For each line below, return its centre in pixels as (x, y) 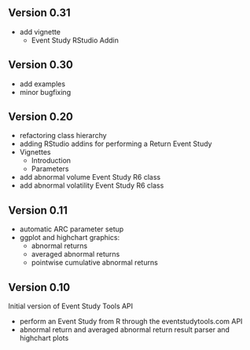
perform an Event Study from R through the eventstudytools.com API (131, 322)
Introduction (51, 161)
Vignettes (35, 152)
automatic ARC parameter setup (72, 229)
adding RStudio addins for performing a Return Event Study (116, 144)
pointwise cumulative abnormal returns (95, 263)
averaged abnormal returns (75, 254)
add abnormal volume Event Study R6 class (90, 177)
